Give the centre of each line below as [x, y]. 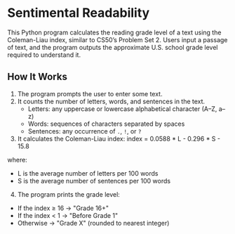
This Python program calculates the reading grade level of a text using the [114, 32]
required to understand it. [44, 55]
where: [18, 160]
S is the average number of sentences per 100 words [94, 181]
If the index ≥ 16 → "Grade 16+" [63, 208]
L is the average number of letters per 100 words [88, 173]
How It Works [38, 77]
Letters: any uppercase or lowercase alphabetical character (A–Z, [122, 109]
